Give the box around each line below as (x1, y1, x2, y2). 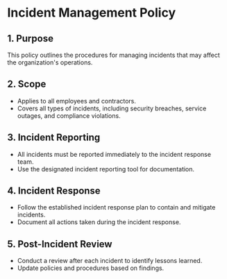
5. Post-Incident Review (7, 238, 112, 250)
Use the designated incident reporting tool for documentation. (17, 164, 195, 173)
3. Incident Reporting (7, 132, 101, 144)
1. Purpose (7, 33, 54, 44)
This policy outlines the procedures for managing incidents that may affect (7, 51, 220, 59)
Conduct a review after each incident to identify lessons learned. (17, 257, 203, 265)
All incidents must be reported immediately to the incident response (17, 150, 212, 158)
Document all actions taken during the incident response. (17, 218, 181, 226)
